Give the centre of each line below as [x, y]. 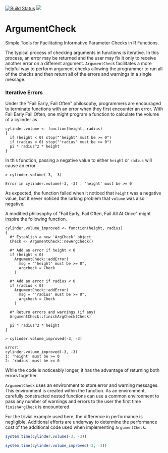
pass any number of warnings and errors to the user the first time [73, 401]
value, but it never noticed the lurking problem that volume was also [75, 198]
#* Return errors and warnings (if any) [53, 312]
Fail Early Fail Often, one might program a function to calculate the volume [82, 114]
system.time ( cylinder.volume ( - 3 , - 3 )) [46, 437]
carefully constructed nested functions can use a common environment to [82, 396]
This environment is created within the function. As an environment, [76, 391]
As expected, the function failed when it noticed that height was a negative [83, 193]
